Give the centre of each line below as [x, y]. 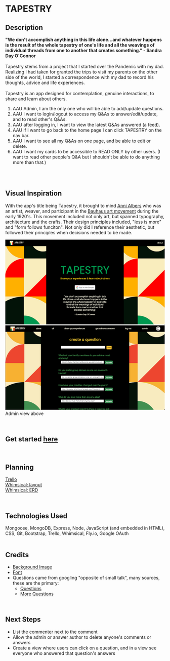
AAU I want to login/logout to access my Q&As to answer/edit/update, [85, 114]
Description [24, 28]
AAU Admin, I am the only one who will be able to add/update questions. [88, 109]
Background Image [32, 567]
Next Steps [23, 620]
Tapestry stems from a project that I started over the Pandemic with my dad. [85, 67]
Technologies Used [36, 516]
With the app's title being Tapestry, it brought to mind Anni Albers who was [83, 205]
